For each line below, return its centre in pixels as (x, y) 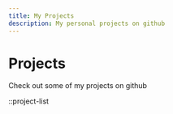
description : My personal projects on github (86, 23)
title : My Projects (41, 16)
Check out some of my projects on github (78, 86)
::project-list (29, 101)
